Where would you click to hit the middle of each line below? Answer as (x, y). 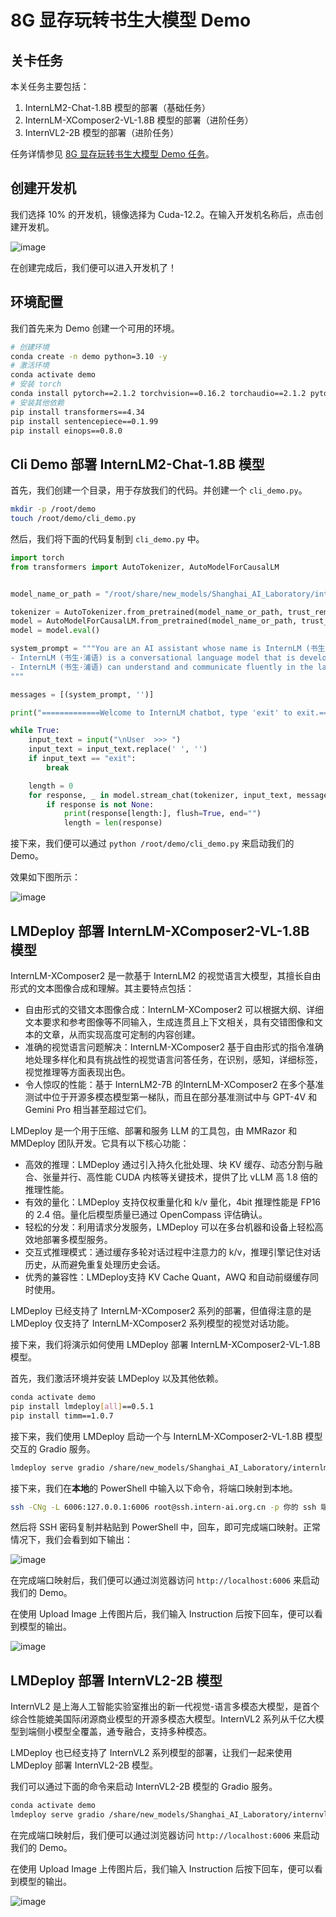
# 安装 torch (36, 384)
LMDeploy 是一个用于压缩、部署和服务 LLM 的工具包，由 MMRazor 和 (154, 1130)
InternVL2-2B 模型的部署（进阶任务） (102, 132)
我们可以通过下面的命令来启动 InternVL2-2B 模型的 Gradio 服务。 (144, 1787)
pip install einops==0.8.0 (66, 431)
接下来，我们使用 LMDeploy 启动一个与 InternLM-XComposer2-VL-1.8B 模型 (166, 1436)
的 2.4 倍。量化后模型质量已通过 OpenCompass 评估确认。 (146, 1214)
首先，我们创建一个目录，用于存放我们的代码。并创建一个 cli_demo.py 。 (159, 490)
